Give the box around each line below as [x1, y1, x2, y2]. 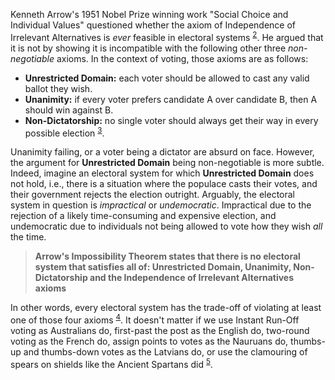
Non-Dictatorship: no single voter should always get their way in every [24, 114, 319, 126]
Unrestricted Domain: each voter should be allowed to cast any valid [24, 72, 310, 84]
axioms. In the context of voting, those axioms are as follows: [56, 52, 309, 64]
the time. [10, 231, 47, 243]
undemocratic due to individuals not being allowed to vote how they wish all [10, 220, 323, 233]
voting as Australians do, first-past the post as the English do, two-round [10, 324, 310, 336]
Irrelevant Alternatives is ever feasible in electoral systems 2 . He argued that [10, 30, 324, 43]
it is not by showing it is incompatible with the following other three [10, 42, 287, 54]
